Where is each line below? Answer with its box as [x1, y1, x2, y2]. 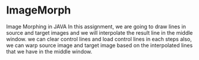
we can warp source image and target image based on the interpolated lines [6, 42, 193, 49]
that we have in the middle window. [6, 48, 93, 55]
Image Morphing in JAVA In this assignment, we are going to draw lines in [6, 23, 186, 30]
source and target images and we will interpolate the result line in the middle [6, 29, 193, 36]
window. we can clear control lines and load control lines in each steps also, [6, 35, 192, 42]
